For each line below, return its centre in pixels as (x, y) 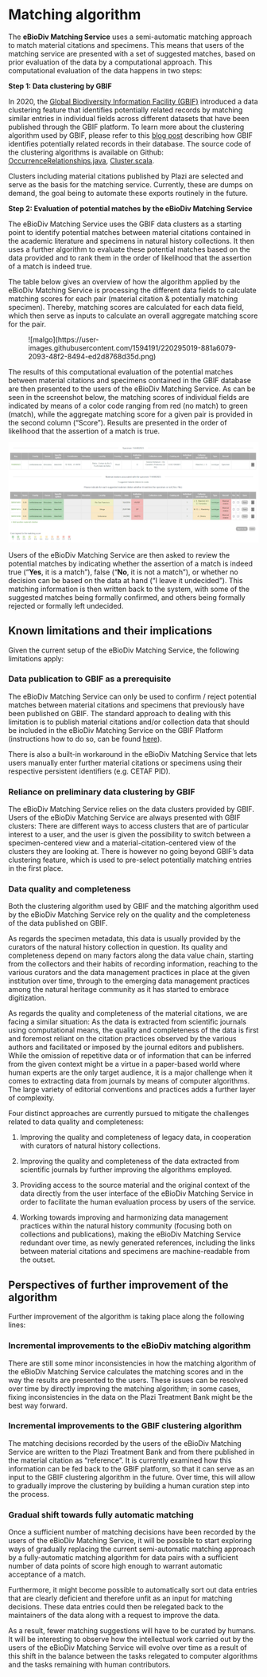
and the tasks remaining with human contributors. (89, 1665)
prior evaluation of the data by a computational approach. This (110, 62)
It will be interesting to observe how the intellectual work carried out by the (131, 1640)
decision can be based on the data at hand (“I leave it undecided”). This (126, 580)
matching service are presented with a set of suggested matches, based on (132, 53)
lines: (17, 1325)
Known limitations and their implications (110, 631)
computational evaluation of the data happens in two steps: (105, 70)
